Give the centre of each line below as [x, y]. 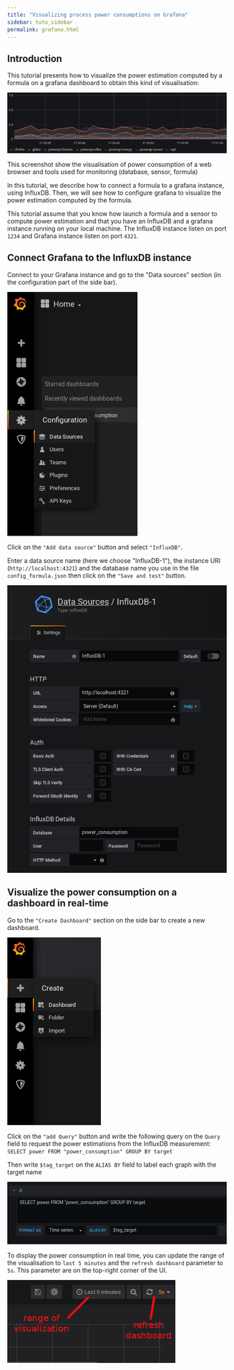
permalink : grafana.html [43, 29]
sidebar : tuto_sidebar [40, 22]
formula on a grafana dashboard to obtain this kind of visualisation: [103, 83]
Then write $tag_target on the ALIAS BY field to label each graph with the [112, 1164]
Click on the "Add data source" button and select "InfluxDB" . [95, 547]
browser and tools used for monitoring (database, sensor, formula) [103, 172]
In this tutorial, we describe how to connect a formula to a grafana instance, [116, 185]
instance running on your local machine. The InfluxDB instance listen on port [117, 228]
